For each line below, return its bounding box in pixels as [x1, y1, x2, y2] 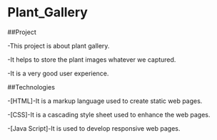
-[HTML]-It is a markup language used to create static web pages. [7, 97, 203, 105]
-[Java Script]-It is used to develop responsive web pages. [7, 124, 181, 132]
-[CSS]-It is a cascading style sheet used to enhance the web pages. [7, 110, 211, 119]
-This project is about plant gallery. [7, 41, 110, 50]
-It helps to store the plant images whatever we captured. [7, 55, 176, 64]
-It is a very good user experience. [7, 69, 109, 77]
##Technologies [7, 82, 56, 91]
